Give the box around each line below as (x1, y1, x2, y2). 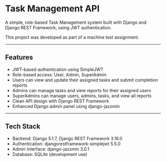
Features (5, 53, 33, 62)
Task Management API (5, 3, 100, 14)
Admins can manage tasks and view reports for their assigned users (12, 87, 152, 93)
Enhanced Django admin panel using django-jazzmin (12, 103, 120, 109)
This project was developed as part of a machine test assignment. (5, 34, 139, 40)
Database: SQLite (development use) (12, 151, 87, 157)
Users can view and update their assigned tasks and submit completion (12, 77, 158, 83)
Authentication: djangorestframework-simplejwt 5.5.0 (12, 141, 121, 147)
